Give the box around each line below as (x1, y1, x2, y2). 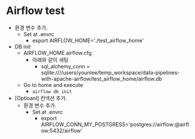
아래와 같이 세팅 (32, 56, 69, 63)
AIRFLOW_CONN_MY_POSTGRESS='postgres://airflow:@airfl (41, 121, 189, 128)
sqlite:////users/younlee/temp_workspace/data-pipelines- (41, 69, 180, 76)
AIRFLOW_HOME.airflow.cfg (23, 49, 92, 56)
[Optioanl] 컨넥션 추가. (14, 95, 68, 102)
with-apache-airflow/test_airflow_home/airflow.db (41, 75, 163, 82)
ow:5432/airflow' (41, 127, 83, 134)
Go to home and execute (23, 81, 83, 88)
